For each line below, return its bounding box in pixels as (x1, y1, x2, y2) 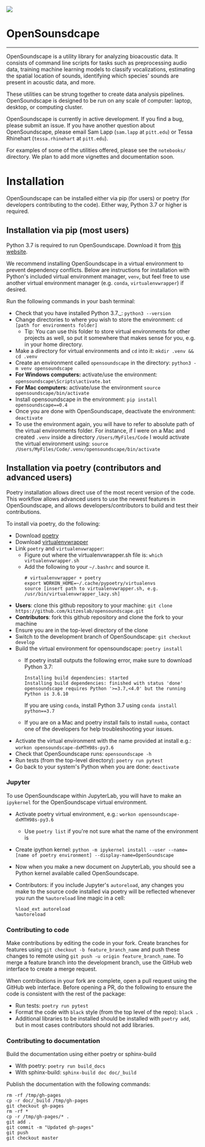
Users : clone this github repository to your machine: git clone (15, 601, 173, 609)
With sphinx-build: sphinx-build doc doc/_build (15, 1069, 137, 1076)
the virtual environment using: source (15, 440, 109, 447)
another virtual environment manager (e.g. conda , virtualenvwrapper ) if (6, 279, 184, 286)
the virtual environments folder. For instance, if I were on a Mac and (15, 427, 185, 434)
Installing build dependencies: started (24, 675, 129, 681)
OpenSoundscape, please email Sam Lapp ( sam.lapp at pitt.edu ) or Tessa (6, 128, 193, 136)
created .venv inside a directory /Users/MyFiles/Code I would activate (15, 433, 190, 441)
